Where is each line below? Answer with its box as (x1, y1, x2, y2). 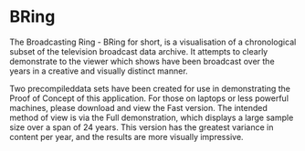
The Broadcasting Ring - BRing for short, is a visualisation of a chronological (9, 36, 297, 47)
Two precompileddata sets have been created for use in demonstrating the (9, 83, 290, 94)
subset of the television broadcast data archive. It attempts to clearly (9, 45, 268, 56)
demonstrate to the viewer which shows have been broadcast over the (9, 55, 276, 66)
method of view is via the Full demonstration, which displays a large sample (9, 112, 294, 123)
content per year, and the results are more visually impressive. (9, 131, 244, 142)
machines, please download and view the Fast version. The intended (9, 102, 268, 113)
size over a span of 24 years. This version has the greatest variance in (9, 121, 274, 133)
